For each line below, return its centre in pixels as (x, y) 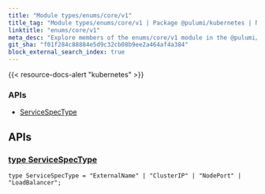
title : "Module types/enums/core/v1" (70, 15)
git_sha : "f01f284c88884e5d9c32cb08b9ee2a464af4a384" (99, 45)
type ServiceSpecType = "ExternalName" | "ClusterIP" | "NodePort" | (125, 175)
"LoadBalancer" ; (35, 182)
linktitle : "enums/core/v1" (54, 30)
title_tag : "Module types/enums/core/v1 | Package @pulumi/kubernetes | (130, 23)
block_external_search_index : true (67, 52)
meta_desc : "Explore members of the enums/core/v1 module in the (118, 37)
